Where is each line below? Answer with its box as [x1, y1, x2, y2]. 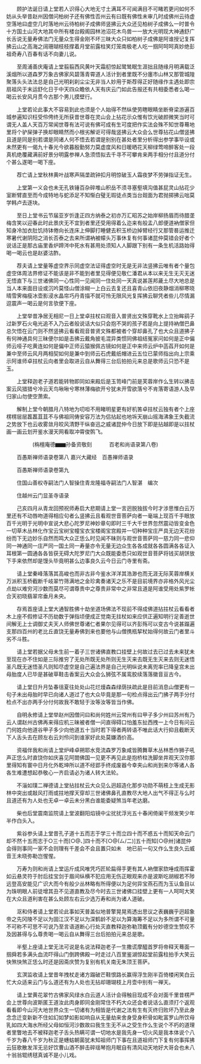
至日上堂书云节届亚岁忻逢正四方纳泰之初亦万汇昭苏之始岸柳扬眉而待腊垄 [16, 212, 195, 219]
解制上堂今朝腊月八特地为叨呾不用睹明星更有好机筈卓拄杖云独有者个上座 [16, 406, 195, 413]
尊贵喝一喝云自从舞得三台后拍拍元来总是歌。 [37, 931, 148, 937]
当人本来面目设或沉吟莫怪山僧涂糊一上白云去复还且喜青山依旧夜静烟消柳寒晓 [6, 285, 195, 291]
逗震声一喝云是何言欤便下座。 [6, 300, 80, 306]
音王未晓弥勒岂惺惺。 [6, 853, 59, 859]
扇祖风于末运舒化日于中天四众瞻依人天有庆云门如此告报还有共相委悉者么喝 [6, 86, 190, 93]
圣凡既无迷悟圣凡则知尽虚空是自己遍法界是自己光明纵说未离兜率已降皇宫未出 [6, 663, 195, 670]
